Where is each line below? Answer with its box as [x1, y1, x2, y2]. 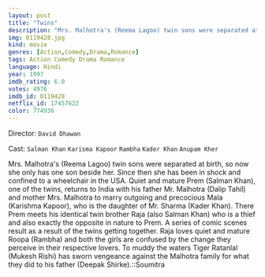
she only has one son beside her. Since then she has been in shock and [8, 167, 241, 177]
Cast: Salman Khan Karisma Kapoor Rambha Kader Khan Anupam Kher [8, 144, 219, 153]
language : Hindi [8, 63, 62, 71]
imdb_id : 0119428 [8, 92, 65, 100]
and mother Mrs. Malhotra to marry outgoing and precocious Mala [8, 193, 223, 202]
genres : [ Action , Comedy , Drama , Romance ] [8, 48, 140, 56]
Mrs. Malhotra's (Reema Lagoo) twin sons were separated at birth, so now [8, 159, 249, 168]
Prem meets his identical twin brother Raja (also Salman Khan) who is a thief [8, 210, 256, 219]
